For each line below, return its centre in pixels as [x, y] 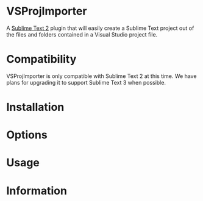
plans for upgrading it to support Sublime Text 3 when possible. [86, 82]
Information [37, 191]
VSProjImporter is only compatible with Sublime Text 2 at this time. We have [101, 76]
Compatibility [41, 59]
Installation [35, 107]
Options [27, 135]
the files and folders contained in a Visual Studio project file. [82, 34]
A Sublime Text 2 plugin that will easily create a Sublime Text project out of [100, 28]
